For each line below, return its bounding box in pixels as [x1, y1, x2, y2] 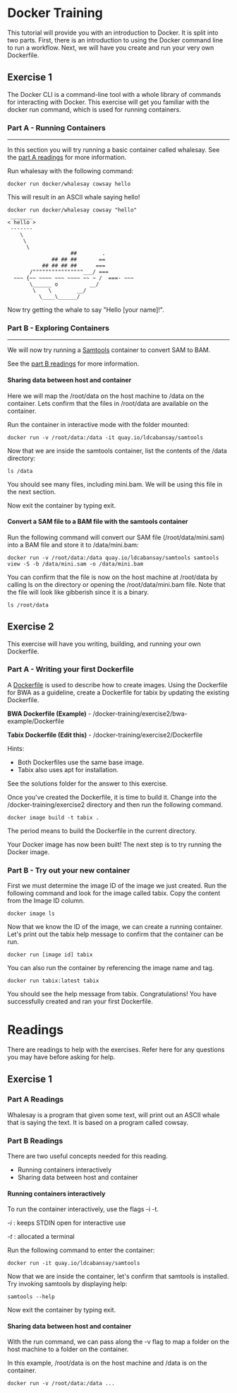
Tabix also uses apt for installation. [17, 765, 119, 774]
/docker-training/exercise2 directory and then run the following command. [7, 800, 224, 809]
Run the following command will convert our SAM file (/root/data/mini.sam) [7, 532, 225, 542]
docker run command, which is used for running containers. [7, 105, 181, 114]
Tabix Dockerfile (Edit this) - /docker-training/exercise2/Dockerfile [7, 730, 203, 739]
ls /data [7, 467, 33, 474]
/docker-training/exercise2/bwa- [92, 709, 188, 718]
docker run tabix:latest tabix [7, 977, 99, 984]
